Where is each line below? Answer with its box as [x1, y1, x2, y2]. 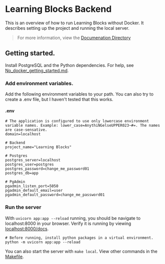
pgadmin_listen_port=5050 [5, 184, 58, 189]
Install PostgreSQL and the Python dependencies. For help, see [5, 62, 134, 68]
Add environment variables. [5, 80, 74, 87]
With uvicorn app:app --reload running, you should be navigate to [5, 215, 141, 221]
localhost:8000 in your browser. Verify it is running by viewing [5, 220, 131, 226]
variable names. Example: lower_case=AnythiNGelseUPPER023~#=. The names [5, 123, 161, 128]
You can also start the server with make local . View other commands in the [5, 248, 158, 254]
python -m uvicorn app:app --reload [5, 239, 81, 245]
